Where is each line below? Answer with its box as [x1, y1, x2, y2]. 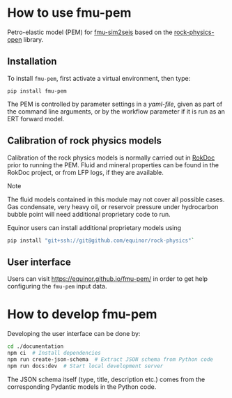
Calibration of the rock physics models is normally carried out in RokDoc [7, 153, 215, 162]
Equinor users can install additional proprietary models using [7, 223, 182, 231]
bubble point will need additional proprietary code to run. [7, 210, 171, 218]
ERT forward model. [7, 114, 65, 123]
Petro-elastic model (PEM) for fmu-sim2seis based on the [7, 28, 173, 36]
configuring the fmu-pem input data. [7, 282, 107, 291]
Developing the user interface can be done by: [7, 330, 141, 338]
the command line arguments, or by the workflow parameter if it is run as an [7, 107, 225, 116]
